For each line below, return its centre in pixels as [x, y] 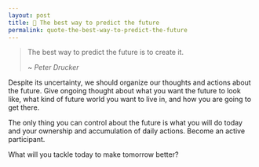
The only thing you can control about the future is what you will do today [126, 123]
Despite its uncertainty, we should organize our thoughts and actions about [129, 82]
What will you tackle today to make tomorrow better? [93, 154]
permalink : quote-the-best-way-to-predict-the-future [98, 30]
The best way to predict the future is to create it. [106, 53]
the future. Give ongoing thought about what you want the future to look [124, 91]
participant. [27, 140]
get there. [24, 107]
